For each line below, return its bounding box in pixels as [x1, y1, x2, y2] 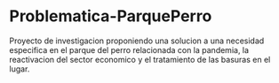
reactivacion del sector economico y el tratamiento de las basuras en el [9, 54, 271, 64]
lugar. [9, 64, 30, 74]
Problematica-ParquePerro [9, 6, 212, 26]
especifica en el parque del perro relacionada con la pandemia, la [9, 44, 250, 55]
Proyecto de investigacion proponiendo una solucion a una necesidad [9, 35, 265, 46]
